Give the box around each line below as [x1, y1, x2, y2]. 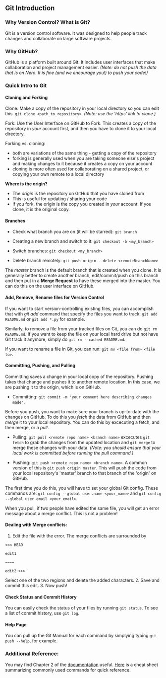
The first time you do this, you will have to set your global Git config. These [5, 485, 159, 491]
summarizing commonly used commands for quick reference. [5, 667, 131, 673]
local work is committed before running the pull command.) [12, 450, 134, 456]
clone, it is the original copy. [12, 206, 70, 213]
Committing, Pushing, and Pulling [5, 363, 76, 369]
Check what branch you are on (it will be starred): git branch [12, 228, 137, 235]
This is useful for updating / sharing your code [12, 196, 108, 202]
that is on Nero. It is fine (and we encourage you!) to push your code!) [5, 70, 148, 75]
